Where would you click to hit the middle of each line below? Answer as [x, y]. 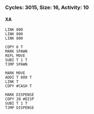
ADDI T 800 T [19, 78]
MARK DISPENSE [20, 95]
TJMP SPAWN [16, 64]
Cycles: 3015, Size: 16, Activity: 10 [47, 7]
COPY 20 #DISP [20, 99]
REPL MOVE [15, 56]
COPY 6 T [14, 47]
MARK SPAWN [16, 52]
